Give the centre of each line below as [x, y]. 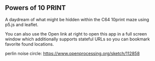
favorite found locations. [30, 44]
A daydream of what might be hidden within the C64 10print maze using [77, 19]
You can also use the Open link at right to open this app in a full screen [76, 34]
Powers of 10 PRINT [36, 8]
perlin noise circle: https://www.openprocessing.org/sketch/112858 [72, 53]
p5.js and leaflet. [22, 24]
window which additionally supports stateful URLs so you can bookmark [77, 39]
